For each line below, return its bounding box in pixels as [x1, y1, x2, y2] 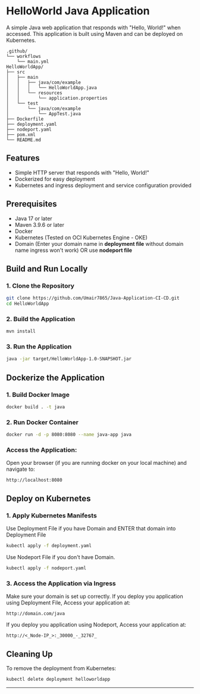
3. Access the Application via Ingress [6, 579, 116, 587]
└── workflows [6, 53, 42, 59]
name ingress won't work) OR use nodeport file [14, 246, 133, 254]
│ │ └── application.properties [6, 95, 108, 101]
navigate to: [6, 465, 36, 473]
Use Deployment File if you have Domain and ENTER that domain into [6, 525, 176, 532]
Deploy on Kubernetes [6, 493, 91, 504]
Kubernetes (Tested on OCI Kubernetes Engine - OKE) [14, 234, 148, 241]
